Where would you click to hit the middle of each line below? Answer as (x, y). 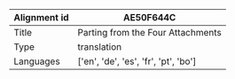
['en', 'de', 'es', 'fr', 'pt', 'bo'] (137, 61)
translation (100, 47)
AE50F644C (149, 17)
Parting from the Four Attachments (149, 32)
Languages (37, 61)
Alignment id (41, 17)
